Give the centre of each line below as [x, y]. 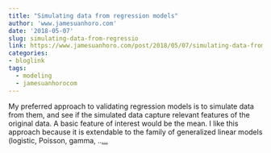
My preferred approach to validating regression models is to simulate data [131, 106]
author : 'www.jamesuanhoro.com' [63, 23]
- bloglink [27, 61]
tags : [17, 68]
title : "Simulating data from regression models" [94, 16]
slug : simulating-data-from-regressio [73, 38]
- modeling [34, 76]
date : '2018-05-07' [41, 31]
